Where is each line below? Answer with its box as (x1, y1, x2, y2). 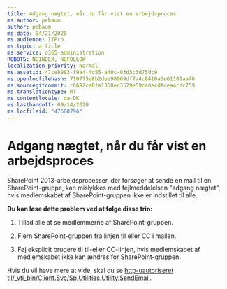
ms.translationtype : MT (7, 88, 77, 95)
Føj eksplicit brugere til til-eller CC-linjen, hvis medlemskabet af (17, 245, 200, 253)
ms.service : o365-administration (7, 50, 105, 57)
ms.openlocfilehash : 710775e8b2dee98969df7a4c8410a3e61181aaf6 (7, 75, 196, 83)
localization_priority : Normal (7, 62, 98, 69)
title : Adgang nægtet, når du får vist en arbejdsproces (7, 10, 177, 17)
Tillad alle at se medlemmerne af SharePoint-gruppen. (17, 218, 173, 226)
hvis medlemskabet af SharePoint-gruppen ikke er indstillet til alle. (7, 190, 198, 199)
